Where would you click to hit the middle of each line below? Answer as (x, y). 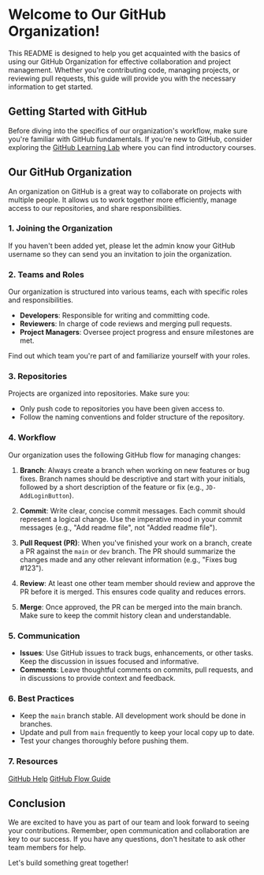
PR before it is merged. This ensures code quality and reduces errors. (132, 591)
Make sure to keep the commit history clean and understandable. (125, 615)
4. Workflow (32, 437)
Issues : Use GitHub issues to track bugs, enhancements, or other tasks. (136, 653)
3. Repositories (38, 377)
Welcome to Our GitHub (87, 15)
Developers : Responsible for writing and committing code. (115, 315)
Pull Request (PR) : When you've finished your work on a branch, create (136, 543)
